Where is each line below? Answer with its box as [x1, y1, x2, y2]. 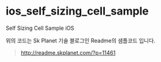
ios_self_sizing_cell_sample [5, 4, 149, 18]
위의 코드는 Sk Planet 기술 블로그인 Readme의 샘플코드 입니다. [5, 36, 156, 44]
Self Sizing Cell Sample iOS [5, 24, 74, 32]
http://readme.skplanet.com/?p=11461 [20, 49, 116, 56]
